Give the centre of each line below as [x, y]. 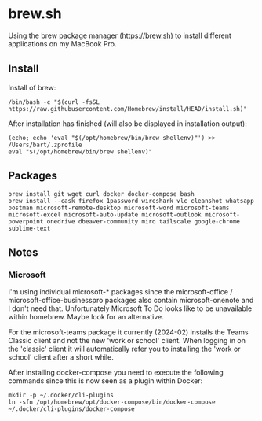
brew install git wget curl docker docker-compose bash [101, 194]
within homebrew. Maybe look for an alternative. [86, 317]
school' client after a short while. [61, 357]
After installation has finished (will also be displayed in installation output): [127, 124]
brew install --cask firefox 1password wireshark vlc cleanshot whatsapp [131, 201]
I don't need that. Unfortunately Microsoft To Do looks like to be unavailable [130, 308]
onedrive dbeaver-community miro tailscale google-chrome [144, 221]
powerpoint [26, 221]
